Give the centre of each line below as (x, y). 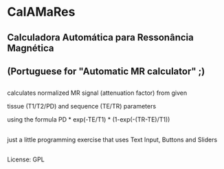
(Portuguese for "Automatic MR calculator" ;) (106, 71)
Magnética (31, 48)
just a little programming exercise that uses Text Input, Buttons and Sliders (112, 139)
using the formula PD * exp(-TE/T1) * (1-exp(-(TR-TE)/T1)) (89, 120)
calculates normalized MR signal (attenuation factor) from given (97, 93)
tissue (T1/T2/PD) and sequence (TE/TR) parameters (82, 106)
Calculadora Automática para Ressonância (100, 37)
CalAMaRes (41, 12)
